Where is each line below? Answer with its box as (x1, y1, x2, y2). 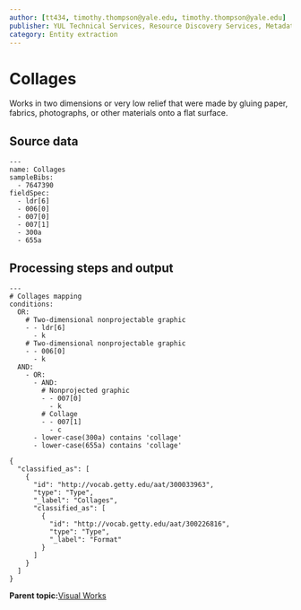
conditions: (9, 300, 54, 309)
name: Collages (9, 165, 66, 175)
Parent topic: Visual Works (9, 589, 107, 601)
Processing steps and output (9, 260, 174, 275)
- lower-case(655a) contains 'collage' (32, 440, 182, 449)
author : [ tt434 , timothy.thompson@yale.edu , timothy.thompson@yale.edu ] (9, 13, 287, 22)
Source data (9, 134, 79, 149)
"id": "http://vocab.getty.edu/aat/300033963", (32, 480, 215, 489)
